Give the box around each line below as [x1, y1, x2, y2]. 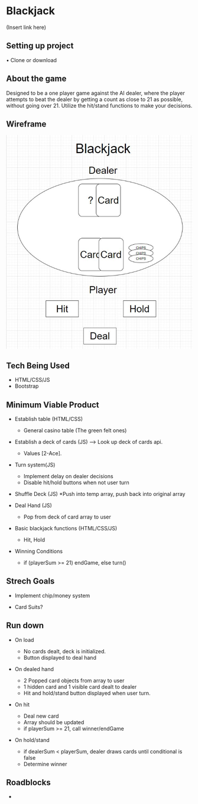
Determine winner [23, 760, 67, 767]
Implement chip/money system [14, 592, 90, 599]
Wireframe [6, 119, 47, 129]
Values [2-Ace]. [23, 449, 62, 456]
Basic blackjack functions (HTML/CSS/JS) [14, 524, 118, 531]
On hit [14, 701, 30, 708]
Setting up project [6, 41, 74, 51]
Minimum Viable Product [6, 400, 99, 410]
